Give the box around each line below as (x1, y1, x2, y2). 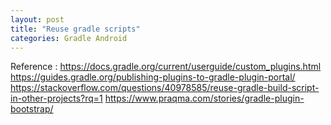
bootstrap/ (10, 103, 54, 115)
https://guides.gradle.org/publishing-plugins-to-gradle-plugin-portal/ (10, 71, 296, 83)
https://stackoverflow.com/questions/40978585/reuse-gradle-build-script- (10, 82, 320, 94)
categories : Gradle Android (10, 33, 128, 43)
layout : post (10, 14, 65, 25)
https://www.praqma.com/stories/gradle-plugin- (104, 92, 305, 105)
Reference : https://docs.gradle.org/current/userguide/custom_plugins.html (10, 61, 322, 73)
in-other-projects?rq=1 (10, 92, 103, 105)
